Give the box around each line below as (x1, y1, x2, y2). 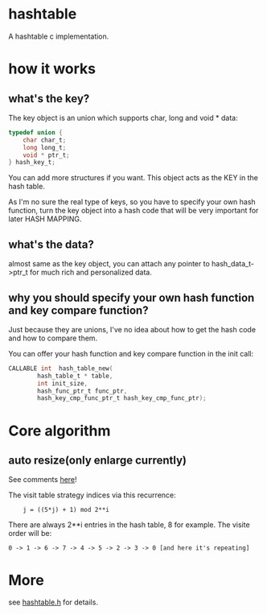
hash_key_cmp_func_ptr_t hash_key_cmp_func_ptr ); (37, 394, 207, 402)
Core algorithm (8, 422, 111, 439)
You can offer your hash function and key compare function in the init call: (8, 348, 254, 358)
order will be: (8, 529, 52, 538)
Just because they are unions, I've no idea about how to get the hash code (8, 324, 256, 334)
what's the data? (8, 237, 94, 251)
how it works (8, 60, 97, 78)
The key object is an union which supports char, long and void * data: (8, 113, 239, 122)
